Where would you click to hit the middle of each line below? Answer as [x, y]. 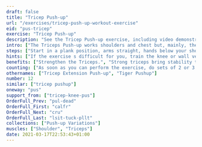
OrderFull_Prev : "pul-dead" [41, 101]
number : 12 [20, 79]
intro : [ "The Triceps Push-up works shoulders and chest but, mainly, [96, 46]
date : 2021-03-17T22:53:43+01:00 [48, 135]
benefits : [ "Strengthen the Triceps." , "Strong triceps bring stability [99, 62]
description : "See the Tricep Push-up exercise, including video [90, 40]
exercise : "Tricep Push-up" [41, 34]
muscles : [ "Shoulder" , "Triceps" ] [50, 129]
